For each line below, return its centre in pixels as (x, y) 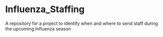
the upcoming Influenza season (38, 28)
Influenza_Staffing (45, 9)
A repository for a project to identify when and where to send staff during (82, 23)
